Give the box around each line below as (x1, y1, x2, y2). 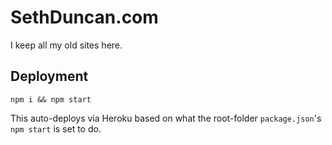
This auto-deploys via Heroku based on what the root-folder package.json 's (10, 112, 322, 124)
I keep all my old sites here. (10, 39, 123, 51)
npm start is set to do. (10, 122, 102, 135)
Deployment (10, 68, 89, 85)
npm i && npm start (10, 94, 92, 105)
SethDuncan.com (10, 6, 159, 29)
